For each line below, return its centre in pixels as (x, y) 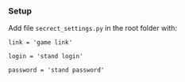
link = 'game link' (40, 43)
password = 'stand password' (56, 70)
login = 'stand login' (46, 57)
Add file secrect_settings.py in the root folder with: (92, 28)
